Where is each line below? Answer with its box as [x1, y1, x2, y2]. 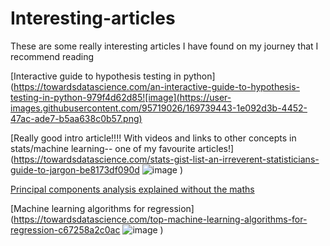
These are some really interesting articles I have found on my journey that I [10, 40, 319, 52]
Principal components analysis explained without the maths [10, 183, 255, 195]
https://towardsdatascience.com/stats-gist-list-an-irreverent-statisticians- [13, 153, 320, 165]
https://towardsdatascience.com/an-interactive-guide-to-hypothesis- [13, 80, 300, 92]
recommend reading [10, 50, 95, 62]
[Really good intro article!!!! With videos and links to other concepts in [10, 132, 297, 144]
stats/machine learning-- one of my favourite [10, 142, 196, 154]
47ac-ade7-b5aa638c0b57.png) [10, 112, 143, 124]
